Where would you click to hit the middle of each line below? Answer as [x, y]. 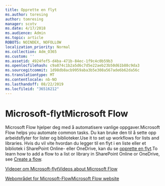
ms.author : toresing [27, 14]
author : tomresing [24, 19]
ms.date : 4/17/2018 [25, 28]
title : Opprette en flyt [31, 10]
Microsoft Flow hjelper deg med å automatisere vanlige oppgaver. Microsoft [82, 127]
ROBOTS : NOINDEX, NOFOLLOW [33, 42]
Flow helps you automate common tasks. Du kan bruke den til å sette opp [81, 132]
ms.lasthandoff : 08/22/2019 [34, 84]
